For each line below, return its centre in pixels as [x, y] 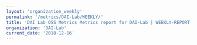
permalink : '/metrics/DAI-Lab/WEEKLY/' [55, 17]
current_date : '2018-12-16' [40, 33]
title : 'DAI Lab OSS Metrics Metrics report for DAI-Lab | [80, 22]
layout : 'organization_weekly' [44, 11]
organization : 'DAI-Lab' [36, 28]
